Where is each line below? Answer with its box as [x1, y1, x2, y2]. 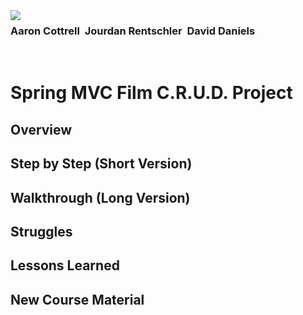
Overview [10, 121, 73, 138]
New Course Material [10, 291, 145, 308]
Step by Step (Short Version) [10, 155, 193, 173]
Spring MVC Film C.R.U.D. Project [10, 82, 293, 104]
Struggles [10, 224, 73, 241]
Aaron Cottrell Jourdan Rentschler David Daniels [10, 24, 256, 38]
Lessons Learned [10, 257, 120, 274]
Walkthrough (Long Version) [10, 189, 191, 206]
